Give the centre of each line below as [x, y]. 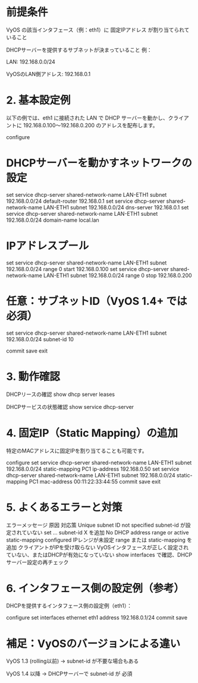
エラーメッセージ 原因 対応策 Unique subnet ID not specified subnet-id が [96, 525]
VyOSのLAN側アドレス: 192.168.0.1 [48, 74]
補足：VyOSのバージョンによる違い [93, 643]
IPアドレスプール [48, 246]
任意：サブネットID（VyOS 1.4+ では [97, 301]
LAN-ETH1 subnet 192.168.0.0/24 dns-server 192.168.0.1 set [116, 207]
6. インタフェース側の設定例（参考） [95, 588]
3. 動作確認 [33, 377]
